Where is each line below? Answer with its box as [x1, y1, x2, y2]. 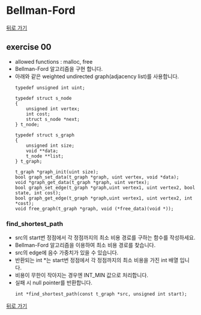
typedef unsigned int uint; [14, 85, 85, 91]
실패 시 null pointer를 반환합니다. [14, 279, 93, 286]
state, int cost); [14, 190, 61, 196]
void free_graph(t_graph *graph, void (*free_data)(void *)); [14, 206, 174, 212]
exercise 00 [6, 42, 52, 52]
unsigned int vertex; [26, 106, 80, 112]
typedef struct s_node [14, 95, 72, 101]
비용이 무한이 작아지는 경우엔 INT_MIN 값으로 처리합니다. [14, 272, 149, 279]
